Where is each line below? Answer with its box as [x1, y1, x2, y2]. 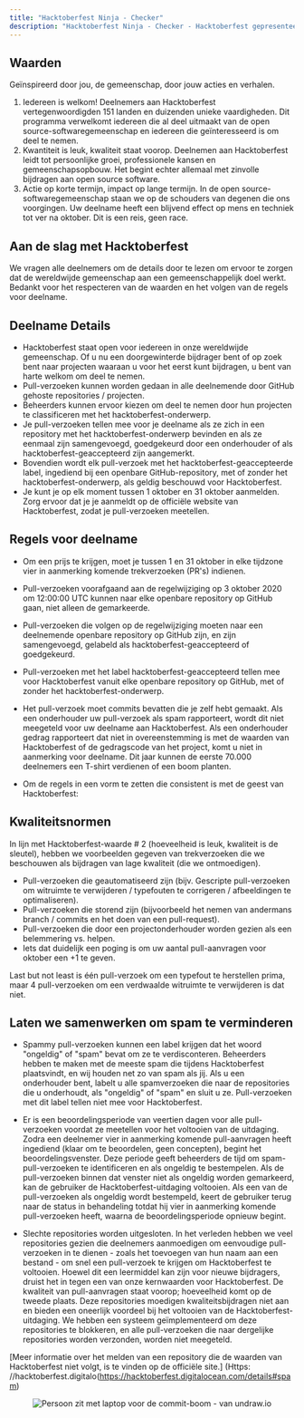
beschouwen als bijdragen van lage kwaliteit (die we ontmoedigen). [9, 857, 261, 868]
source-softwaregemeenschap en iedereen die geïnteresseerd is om [22, 126, 279, 137]
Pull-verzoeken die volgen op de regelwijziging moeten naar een [22, 620, 263, 631]
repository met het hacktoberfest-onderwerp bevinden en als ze [22, 428, 262, 439]
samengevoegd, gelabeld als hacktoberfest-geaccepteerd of [22, 639, 251, 650]
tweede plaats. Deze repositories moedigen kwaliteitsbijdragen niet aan [22, 1296, 290, 1307]
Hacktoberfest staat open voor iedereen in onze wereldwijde [22, 342, 249, 352]
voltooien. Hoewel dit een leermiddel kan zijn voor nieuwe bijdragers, [22, 1267, 280, 1278]
